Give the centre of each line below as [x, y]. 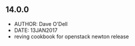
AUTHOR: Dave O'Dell [41, 24]
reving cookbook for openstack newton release [71, 36]
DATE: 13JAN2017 [36, 30]
